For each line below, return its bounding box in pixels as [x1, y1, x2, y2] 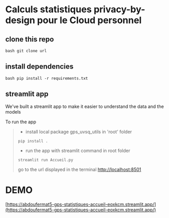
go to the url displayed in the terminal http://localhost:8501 [17, 166, 142, 172]
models [5, 108, 22, 115]
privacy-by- [94, 4, 145, 15]
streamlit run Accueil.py [17, 157, 73, 162]
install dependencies [5, 62, 74, 71]
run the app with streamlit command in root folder [25, 147, 131, 154]
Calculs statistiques [5, 4, 92, 15]
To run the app [5, 119, 36, 125]
